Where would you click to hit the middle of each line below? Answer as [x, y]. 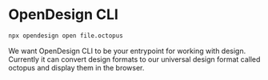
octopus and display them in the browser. [76, 67]
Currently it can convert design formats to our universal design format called [134, 59]
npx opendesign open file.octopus [66, 36]
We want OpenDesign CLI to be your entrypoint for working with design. [127, 51]
